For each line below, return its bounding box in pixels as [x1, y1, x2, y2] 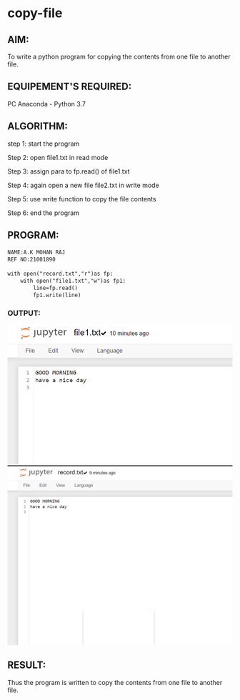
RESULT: [7, 659, 46, 671]
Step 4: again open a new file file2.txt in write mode [7, 181, 159, 189]
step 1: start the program [7, 139, 80, 148]
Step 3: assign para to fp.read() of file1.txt [7, 166, 130, 176]
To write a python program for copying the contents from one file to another [7, 52, 231, 61]
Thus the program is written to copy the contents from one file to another [7, 678, 223, 686]
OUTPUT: [7, 309, 41, 319]
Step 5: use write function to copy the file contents [7, 194, 156, 203]
